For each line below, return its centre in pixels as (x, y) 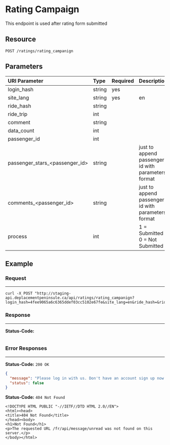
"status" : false (27, 383)
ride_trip (18, 114)
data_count (21, 130)
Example (19, 264)
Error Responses (26, 348)
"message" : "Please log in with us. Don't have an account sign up (82, 378)
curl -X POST (19, 293)
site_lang (18, 97)
